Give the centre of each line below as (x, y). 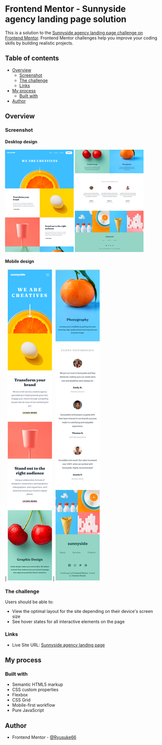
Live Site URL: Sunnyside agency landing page (58, 645)
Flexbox (20, 695)
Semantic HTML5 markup (37, 685)
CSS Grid (21, 700)
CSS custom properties (35, 690)
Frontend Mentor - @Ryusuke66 (44, 737)
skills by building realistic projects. (39, 43)
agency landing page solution (66, 19)
